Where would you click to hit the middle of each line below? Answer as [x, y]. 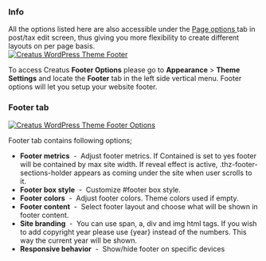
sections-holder [46, 173]
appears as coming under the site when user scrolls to [163, 173]
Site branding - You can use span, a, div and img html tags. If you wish [138, 223]
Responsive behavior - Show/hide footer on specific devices [122, 248]
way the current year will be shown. [78, 240]
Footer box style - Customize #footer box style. [100, 189]
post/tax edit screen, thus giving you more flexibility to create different [124, 37]
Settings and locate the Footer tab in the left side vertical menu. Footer [125, 79]
